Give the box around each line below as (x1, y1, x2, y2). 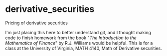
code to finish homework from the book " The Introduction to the (5, 35, 137, 41)
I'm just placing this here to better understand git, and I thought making (5, 29, 151, 35)
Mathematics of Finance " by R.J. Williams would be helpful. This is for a (5, 40, 153, 46)
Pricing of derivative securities (5, 20, 68, 26)
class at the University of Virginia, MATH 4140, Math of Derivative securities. (5, 45, 162, 51)
